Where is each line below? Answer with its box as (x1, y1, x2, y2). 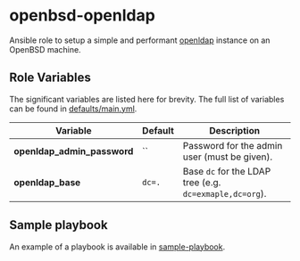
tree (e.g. (182, 175, 221, 188)
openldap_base (13, 175, 81, 188)
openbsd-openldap (9, 5, 156, 26)
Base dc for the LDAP (182, 165, 271, 177)
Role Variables (9, 70, 91, 86)
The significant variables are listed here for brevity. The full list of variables (9, 94, 285, 104)
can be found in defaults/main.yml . (9, 103, 137, 114)
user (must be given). (182, 151, 273, 163)
